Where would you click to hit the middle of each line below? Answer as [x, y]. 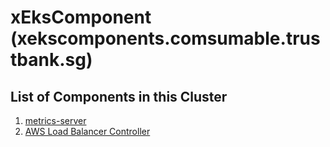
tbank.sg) [51, 60]
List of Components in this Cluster [119, 96]
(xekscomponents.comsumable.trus [165, 38]
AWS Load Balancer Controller [87, 131]
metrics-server [55, 120]
